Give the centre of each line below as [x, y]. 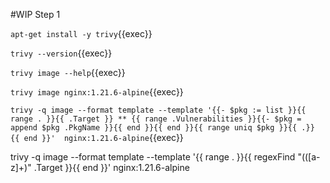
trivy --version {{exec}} [61, 53]
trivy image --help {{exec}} [68, 72]
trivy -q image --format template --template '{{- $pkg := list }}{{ [158, 110]
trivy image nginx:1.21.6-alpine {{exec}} [97, 92]
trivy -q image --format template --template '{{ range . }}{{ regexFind [153, 157]
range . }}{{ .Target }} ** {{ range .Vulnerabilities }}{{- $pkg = [156, 119]
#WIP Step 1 [35, 14]
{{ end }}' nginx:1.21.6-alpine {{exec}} [97, 137]
